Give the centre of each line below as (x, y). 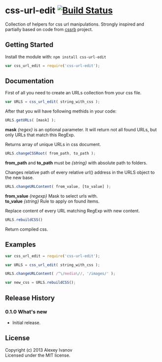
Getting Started (29, 45)
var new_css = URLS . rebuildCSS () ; (41, 283)
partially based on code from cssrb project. (49, 29)
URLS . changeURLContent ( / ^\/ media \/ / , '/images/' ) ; (60, 274)
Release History (30, 298)
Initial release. (26, 323)
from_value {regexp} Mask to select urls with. (51, 196)
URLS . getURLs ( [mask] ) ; (31, 121)
